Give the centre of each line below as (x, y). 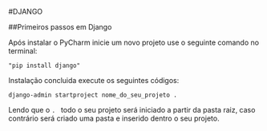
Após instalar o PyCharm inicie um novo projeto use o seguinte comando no (133, 42)
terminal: (23, 51)
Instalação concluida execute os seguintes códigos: (94, 80)
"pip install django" (44, 65)
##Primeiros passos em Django (60, 27)
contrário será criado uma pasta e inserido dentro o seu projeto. (114, 118)
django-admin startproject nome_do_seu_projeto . (93, 95)
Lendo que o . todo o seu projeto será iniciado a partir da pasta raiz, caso (132, 110)
